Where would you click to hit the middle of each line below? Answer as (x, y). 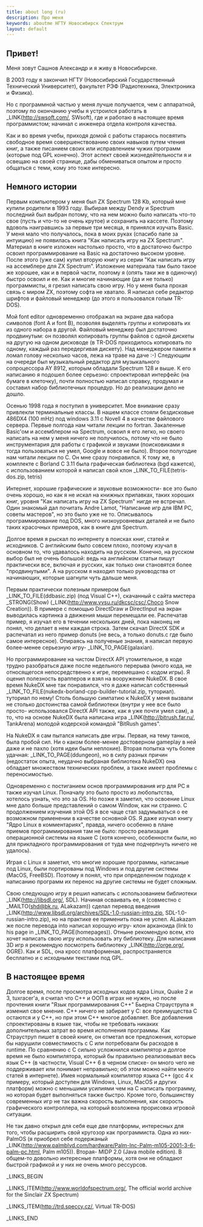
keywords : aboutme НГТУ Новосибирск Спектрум (65, 23)
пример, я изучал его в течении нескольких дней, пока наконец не (93, 621)
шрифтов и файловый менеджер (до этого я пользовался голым (89, 298)
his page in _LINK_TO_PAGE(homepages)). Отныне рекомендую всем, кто (100, 932)
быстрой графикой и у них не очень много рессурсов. (77, 1164)
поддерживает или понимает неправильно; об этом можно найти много (100, 1069)
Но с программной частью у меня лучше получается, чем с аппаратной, (101, 104)
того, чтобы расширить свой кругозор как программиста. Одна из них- (99, 1132)
